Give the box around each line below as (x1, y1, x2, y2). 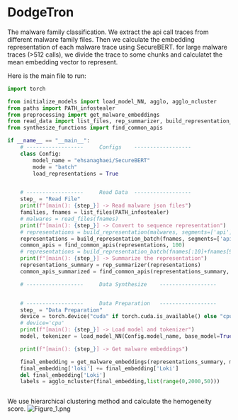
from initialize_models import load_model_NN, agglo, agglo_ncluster (7, 98, 217, 105)
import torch (7, 85, 46, 92)
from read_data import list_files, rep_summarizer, (7, 118, 163, 125)
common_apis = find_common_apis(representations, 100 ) (20, 242, 186, 249)
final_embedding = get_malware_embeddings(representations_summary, (20, 358, 227, 365)
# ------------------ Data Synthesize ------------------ (20, 280, 217, 288)
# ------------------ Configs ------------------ (20, 144, 192, 151)
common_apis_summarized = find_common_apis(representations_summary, (20, 268, 230, 275)
